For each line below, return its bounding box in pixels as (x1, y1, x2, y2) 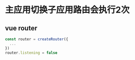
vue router (5, 24, 37, 32)
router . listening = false (5, 50, 57, 55)
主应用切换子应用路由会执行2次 (5, 4, 130, 15)
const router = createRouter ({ (5, 37, 68, 42)
